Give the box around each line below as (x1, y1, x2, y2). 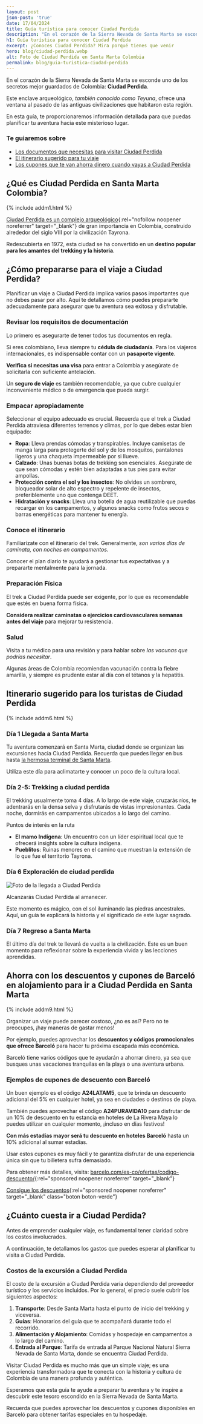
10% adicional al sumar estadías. (6, 1138, 88, 1146)
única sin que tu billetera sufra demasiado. (6, 1157, 112, 1164)
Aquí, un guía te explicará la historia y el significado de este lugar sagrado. (6, 911, 192, 918)
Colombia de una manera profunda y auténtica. (6, 1374, 124, 1382)
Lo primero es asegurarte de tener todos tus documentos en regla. (6, 332, 172, 339)
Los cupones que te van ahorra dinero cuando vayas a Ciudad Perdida (14, 161, 191, 168)
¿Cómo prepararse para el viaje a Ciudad (6, 264, 163, 275)
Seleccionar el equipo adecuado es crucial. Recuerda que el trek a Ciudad (6, 415, 191, 423)
